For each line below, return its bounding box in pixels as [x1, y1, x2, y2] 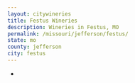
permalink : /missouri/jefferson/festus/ [7, 30, 129, 38]
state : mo [7, 37, 37, 44]
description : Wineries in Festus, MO [7, 23, 119, 31]
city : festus [7, 50, 46, 57]
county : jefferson [7, 43, 62, 50]
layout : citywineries [7, 10, 72, 18]
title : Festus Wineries [7, 17, 78, 24]
